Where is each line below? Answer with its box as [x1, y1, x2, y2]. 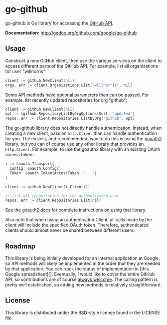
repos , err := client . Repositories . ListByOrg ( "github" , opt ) [5, 116, 135, 121]
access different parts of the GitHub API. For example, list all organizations [5, 63, 158, 69]
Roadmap [5, 242, 36, 250]
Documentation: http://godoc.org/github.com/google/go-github [5, 30, 137, 36]
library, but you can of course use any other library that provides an [5, 141, 144, 147]
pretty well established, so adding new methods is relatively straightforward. [5, 282, 162, 288]
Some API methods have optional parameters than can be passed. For [5, 92, 149, 98]
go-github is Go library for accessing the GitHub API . [5, 20, 114, 26]
